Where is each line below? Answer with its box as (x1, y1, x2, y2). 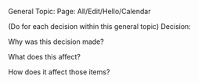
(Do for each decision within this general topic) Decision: (8, 22, 192, 31)
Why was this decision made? (8, 37, 104, 46)
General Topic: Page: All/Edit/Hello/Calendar (8, 7, 151, 16)
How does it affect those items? (8, 67, 110, 77)
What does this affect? (8, 52, 81, 61)
